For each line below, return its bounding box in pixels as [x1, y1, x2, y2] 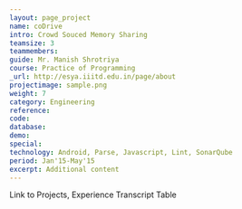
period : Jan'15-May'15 [9, 156, 95, 166]
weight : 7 [9, 89, 47, 98]
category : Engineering [9, 97, 95, 107]
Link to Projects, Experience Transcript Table [9, 189, 177, 200]
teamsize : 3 [9, 38, 54, 48]
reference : [9, 106, 51, 115]
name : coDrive [9, 22, 63, 31]
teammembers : [9, 47, 59, 56]
